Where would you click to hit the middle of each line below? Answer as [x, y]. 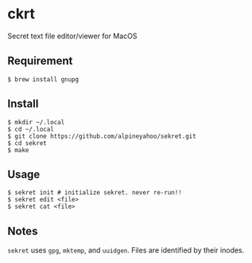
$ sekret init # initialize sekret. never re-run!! [95, 193]
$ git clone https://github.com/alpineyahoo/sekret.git [102, 136]
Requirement [40, 61]
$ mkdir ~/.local [36, 122]
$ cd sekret [27, 143]
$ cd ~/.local [31, 129]
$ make [18, 150]
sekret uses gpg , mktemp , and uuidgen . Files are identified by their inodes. [126, 250]
